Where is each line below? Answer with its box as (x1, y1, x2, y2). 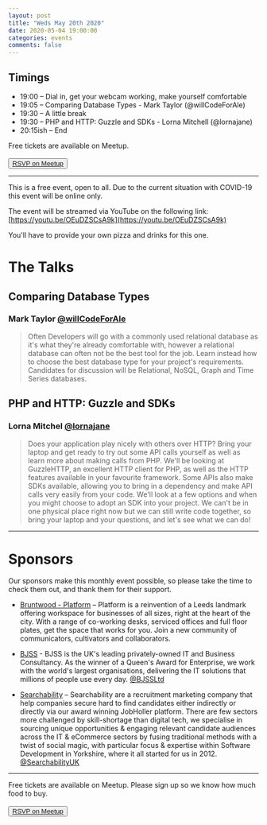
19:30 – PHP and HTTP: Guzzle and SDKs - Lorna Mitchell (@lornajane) (19, 117, 253, 126)
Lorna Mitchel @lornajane (8, 420, 110, 432)
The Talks (8, 258, 74, 277)
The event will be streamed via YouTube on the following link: (8, 206, 209, 215)
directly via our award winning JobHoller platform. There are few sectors (19, 707, 258, 716)
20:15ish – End (19, 125, 68, 135)
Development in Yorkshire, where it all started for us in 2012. (19, 749, 218, 759)
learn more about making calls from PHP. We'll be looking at (27, 455, 225, 465)
